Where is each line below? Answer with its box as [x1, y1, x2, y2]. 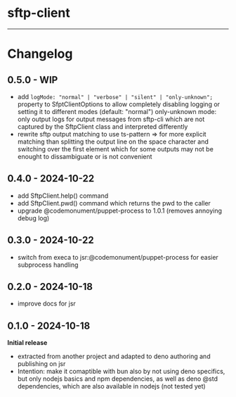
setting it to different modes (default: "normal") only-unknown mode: [17, 107, 216, 115]
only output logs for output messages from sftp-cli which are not [17, 115, 205, 123]
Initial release [7, 339, 48, 347]
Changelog [7, 46, 73, 62]
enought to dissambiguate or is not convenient [17, 152, 152, 160]
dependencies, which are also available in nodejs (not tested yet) [17, 382, 206, 391]
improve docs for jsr [17, 299, 76, 308]
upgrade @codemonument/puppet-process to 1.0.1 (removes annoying [17, 206, 223, 215]
